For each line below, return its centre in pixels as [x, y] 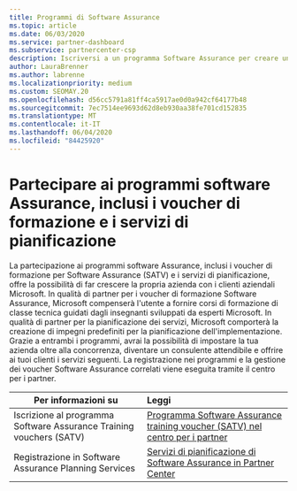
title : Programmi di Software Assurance [85, 17]
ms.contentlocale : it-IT [55, 125]
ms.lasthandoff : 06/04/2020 [61, 133]
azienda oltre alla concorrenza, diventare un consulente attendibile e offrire [146, 349]
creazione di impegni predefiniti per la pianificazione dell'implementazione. [146, 331]
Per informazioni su [76, 400]
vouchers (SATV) [49, 437]
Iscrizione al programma [64, 415]
